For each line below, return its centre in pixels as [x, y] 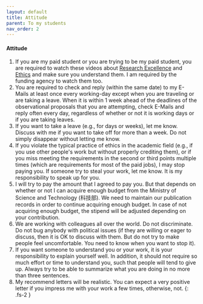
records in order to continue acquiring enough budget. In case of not [101, 204]
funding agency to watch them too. [59, 81]
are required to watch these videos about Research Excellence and [99, 68]
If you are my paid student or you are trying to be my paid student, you [103, 62]
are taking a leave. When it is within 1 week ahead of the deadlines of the [106, 100]
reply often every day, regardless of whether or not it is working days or [105, 113]
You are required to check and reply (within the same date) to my [96, 87]
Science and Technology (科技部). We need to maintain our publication [103, 198]
